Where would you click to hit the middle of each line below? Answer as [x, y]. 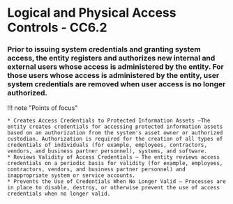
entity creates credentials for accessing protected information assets [115, 127]
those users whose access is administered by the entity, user [113, 76]
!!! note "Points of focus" [43, 108]
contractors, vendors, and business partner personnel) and [97, 170]
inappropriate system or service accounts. [72, 175]
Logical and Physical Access [92, 13]
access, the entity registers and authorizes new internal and [111, 58]
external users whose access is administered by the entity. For [116, 67]
